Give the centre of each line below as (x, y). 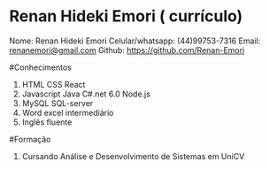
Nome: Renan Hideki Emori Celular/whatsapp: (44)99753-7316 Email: (135, 41)
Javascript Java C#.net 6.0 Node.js (86, 94)
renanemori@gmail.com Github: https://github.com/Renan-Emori (127, 50)
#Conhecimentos (41, 67)
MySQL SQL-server (58, 103)
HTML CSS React (54, 84)
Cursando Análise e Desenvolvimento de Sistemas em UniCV (133, 156)
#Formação (30, 139)
